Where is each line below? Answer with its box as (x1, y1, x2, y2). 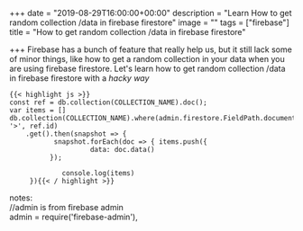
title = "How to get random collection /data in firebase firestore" (9, 27, 246, 37)
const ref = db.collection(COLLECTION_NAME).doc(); (9, 98, 207, 107)
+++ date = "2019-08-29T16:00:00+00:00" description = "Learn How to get (9, 8, 292, 18)
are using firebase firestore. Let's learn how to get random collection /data (9, 63, 286, 74)
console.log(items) (61, 169, 135, 178)
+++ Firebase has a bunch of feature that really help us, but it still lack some (9, 44, 293, 55)
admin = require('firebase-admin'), (9, 211, 138, 222)
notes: (9, 192, 33, 203)
